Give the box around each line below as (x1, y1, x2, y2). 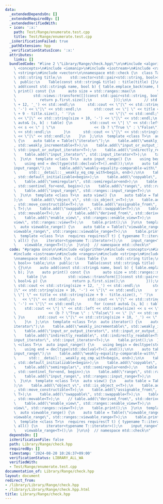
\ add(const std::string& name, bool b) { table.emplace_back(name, (14, 84, 155, 89)
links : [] (14, 57, 34, 62)
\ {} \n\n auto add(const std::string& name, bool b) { (14, 265, 133, 270)
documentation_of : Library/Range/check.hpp (5, 469, 95, 474)
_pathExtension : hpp (9, 43, 51, 48)
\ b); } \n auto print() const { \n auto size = (14, 270, 127, 275)
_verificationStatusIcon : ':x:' (9, 48, 75, 53)
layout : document (5, 473, 40, 478)
